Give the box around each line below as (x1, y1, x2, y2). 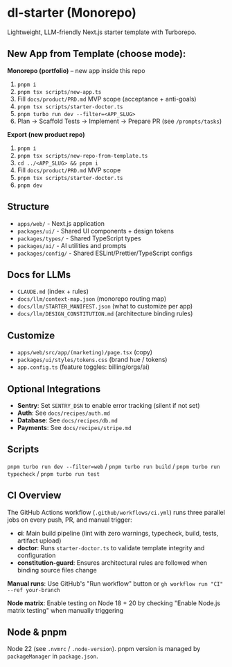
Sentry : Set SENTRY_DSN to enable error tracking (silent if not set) (17, 402, 200, 409)
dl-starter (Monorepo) (7, 5, 137, 21)
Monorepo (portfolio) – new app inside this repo (7, 66, 145, 74)
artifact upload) (17, 536, 62, 545)
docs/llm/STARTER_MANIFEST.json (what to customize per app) (17, 302, 193, 311)
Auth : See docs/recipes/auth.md (17, 409, 111, 417)
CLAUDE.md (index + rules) (17, 287, 89, 296)
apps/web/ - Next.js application (17, 219, 105, 227)
